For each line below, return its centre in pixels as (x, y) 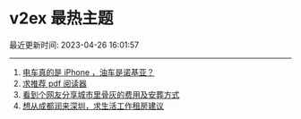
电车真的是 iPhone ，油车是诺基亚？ (88, 72)
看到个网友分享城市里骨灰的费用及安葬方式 (101, 94)
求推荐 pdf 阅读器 (54, 83)
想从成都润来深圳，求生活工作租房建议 (93, 106)
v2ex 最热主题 (61, 18)
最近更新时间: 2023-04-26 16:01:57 (74, 45)
